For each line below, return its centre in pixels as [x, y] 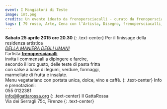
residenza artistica [24, 43]
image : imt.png [21, 14]
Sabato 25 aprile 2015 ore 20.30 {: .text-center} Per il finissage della [76, 38]
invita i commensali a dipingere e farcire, [47, 59]
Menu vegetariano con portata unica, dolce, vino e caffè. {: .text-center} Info [83, 80]
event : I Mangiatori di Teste [37, 10]
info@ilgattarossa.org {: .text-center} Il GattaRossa [57, 96]
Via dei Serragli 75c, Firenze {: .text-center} [50, 101]
